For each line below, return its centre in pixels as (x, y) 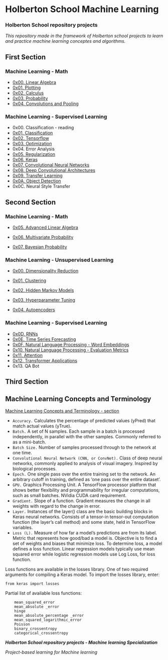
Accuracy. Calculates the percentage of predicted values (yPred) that (84, 420)
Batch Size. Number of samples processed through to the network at (84, 447)
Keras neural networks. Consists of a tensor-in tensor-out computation (86, 517)
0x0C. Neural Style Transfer (41, 186)
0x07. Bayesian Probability (40, 247)
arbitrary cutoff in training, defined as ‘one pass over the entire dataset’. (87, 479)
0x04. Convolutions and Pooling (45, 104)
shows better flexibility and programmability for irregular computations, (86, 490)
